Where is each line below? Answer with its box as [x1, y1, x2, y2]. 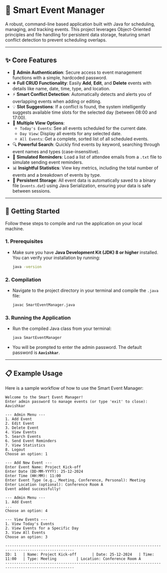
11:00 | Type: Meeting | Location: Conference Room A [5, 556, 141, 561]
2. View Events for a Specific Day [5, 526, 79, 531]
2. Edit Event [5, 421, 35, 426]
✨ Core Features [5, 56, 57, 64]
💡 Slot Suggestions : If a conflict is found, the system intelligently [12, 103, 146, 109]
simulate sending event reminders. [12, 159, 83, 165]
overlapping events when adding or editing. [12, 98, 102, 104]
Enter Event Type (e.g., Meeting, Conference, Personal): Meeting [5, 478, 146, 483]
